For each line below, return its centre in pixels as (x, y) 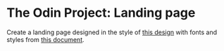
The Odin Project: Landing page (101, 13)
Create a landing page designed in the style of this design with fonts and (112, 32)
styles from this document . (46, 39)
